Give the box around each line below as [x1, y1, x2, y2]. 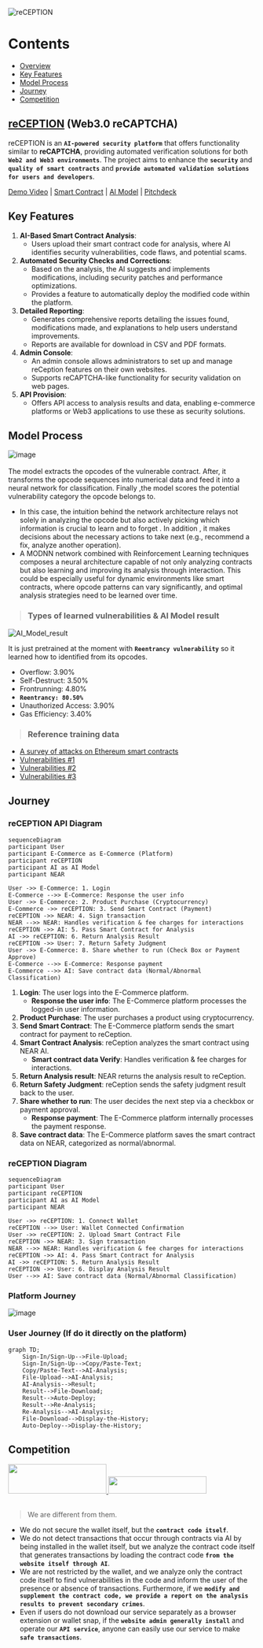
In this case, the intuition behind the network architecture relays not [19, 507, 239, 517]
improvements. [31, 331, 80, 340]
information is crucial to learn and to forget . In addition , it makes [19, 524, 231, 533]
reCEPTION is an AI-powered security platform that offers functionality [8, 138, 240, 147]
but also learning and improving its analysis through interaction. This [19, 565, 241, 575]
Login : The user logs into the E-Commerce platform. [19, 987, 189, 997]
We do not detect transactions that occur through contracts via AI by [19, 1534, 242, 1543]
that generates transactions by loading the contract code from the [19, 1550, 234, 1560]
